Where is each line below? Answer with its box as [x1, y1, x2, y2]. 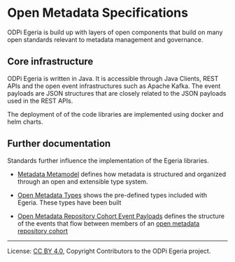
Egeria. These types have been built [17, 198, 122, 207]
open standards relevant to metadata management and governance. [7, 35, 204, 43]
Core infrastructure [7, 56, 94, 68]
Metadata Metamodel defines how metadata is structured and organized [17, 170, 226, 178]
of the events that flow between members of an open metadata [17, 219, 200, 228]
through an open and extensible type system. [17, 177, 148, 186]
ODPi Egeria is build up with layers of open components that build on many [7, 28, 223, 36]
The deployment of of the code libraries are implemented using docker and [7, 110, 224, 118]
